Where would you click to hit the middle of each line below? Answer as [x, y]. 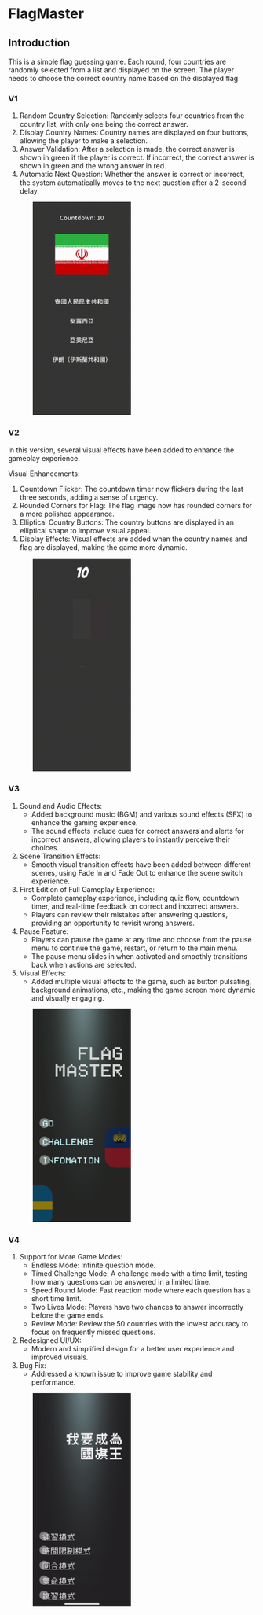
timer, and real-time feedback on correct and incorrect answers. [135, 906]
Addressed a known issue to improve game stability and [122, 1374]
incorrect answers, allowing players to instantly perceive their [130, 839]
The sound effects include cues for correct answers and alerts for [138, 831]
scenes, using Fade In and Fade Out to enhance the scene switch [137, 872]
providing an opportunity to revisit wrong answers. [113, 923]
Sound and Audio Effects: [60, 806]
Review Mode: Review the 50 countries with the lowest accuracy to [140, 1324]
